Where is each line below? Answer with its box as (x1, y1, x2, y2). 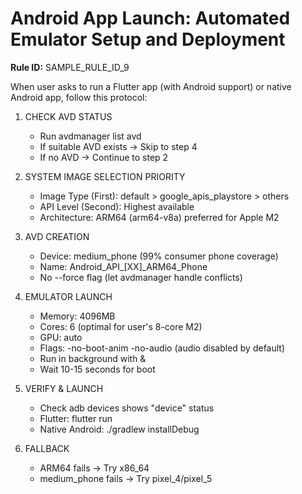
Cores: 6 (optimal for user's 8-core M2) (39, 320, 203, 332)
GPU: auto (39, 331, 83, 343)
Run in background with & (39, 352, 147, 364)
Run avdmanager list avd (39, 130, 142, 142)
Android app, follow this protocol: (10, 91, 148, 103)
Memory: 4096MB (39, 310, 116, 322)
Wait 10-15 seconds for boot (39, 363, 156, 375)
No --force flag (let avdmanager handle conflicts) (39, 271, 243, 283)
